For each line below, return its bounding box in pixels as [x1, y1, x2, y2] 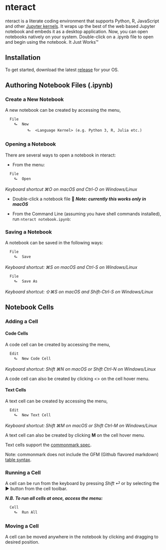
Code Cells [5, 330, 28, 336]
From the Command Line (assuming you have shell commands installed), [12, 211, 162, 217]
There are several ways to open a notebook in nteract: [5, 152, 116, 158]
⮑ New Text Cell [14, 412, 51, 417]
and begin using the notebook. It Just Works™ [5, 39, 98, 45]
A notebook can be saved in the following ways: [5, 240, 103, 246]
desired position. [5, 539, 40, 545]
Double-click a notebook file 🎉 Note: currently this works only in [12, 196, 147, 202]
